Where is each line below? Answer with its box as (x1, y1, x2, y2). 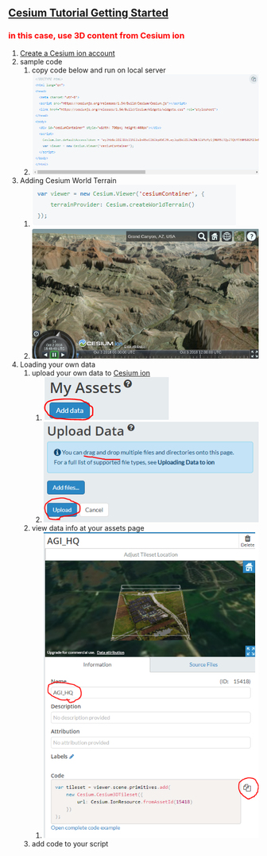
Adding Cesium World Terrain (19, 175, 117, 185)
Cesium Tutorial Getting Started (8, 6, 169, 20)
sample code (19, 56, 63, 66)
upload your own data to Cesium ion (31, 368, 151, 378)
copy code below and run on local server (31, 65, 166, 75)
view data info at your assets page (31, 523, 145, 533)
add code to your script (31, 839, 109, 849)
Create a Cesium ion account (19, 48, 115, 58)
